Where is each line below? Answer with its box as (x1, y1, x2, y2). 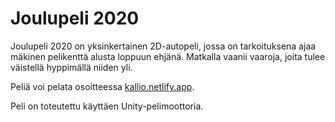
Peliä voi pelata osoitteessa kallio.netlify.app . (10, 80, 195, 92)
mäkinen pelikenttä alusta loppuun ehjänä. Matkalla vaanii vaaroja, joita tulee (10, 50, 326, 62)
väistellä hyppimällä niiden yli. (10, 61, 133, 73)
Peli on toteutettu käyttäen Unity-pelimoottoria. (10, 100, 204, 112)
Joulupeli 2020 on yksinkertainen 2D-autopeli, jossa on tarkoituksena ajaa (10, 40, 317, 52)
